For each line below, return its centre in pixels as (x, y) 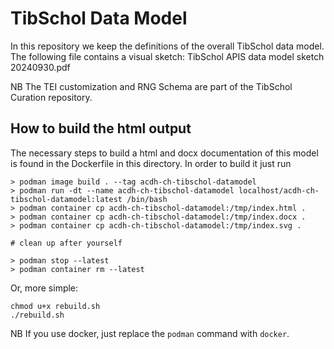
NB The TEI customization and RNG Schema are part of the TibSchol (151, 86)
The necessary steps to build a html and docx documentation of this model (164, 153)
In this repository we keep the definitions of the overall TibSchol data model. (167, 46)
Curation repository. (51, 97)
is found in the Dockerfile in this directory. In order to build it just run (151, 163)
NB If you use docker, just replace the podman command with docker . (150, 333)
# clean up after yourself (66, 243)
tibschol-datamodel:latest (66, 199)
